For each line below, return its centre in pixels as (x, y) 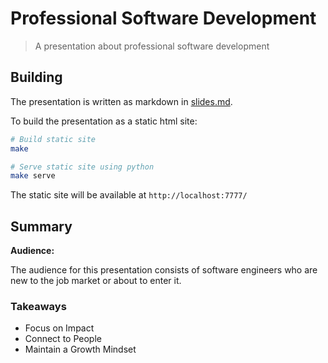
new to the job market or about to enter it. (96, 281)
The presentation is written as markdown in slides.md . (121, 101)
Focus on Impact (59, 328)
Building (36, 77)
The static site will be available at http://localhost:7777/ (129, 195)
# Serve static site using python (82, 167)
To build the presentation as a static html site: (104, 121)
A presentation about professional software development (152, 46)
